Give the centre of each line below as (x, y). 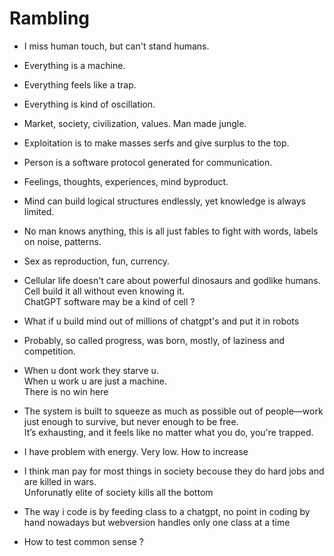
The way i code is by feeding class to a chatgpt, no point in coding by (167, 511)
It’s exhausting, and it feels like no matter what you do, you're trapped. (168, 432)
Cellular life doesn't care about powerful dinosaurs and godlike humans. (172, 280)
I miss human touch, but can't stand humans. (116, 46)
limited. (39, 211)
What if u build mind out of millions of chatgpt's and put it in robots (161, 321)
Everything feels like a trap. (80, 84)
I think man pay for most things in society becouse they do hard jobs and (174, 471)
